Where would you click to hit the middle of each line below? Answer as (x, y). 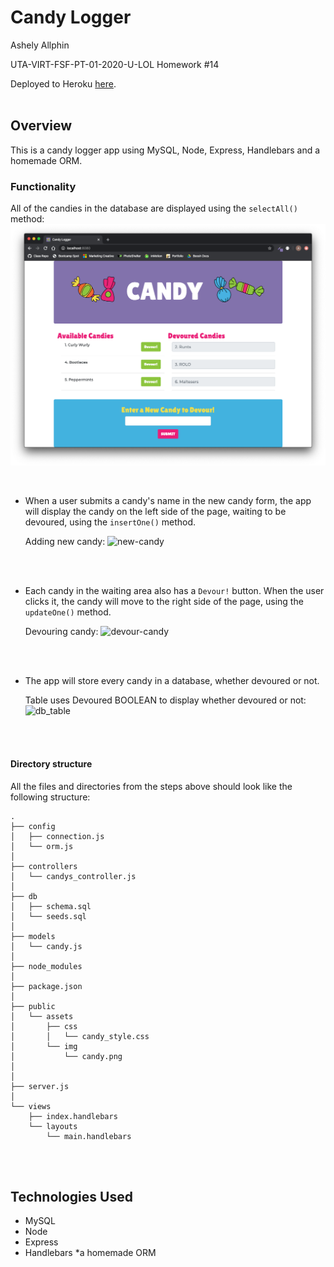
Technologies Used (71, 1197)
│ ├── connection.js (57, 836)
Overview (41, 126)
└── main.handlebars (89, 1136)
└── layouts (53, 1126)
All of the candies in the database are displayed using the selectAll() (154, 208)
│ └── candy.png (66, 1056)
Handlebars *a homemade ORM (90, 1253)
